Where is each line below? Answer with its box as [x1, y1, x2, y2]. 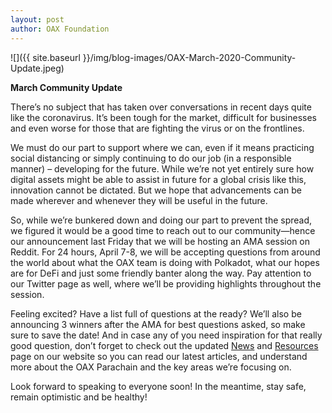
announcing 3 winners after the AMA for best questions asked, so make [10, 318, 306, 330]
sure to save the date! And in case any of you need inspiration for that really [10, 329, 323, 341]
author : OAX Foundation [10, 24, 110, 34]
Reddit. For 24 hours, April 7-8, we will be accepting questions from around [10, 246, 321, 258]
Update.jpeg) [10, 62, 65, 74]
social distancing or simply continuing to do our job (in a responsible [10, 152, 292, 164]
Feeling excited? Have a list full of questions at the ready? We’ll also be [10, 307, 302, 320]
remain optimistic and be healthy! [10, 391, 148, 403]
